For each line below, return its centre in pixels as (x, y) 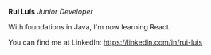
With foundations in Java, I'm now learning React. (90, 27)
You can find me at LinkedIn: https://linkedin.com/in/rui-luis (105, 42)
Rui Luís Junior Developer (51, 12)
